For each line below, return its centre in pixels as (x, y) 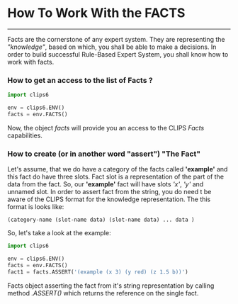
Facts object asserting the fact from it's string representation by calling (111, 286)
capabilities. (25, 135)
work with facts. (31, 62)
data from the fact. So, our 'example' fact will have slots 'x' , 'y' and (106, 184)
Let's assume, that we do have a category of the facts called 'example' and (118, 169)
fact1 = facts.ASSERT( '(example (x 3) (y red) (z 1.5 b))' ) (98, 272)
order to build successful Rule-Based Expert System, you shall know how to (118, 54)
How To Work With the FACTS (96, 13)
